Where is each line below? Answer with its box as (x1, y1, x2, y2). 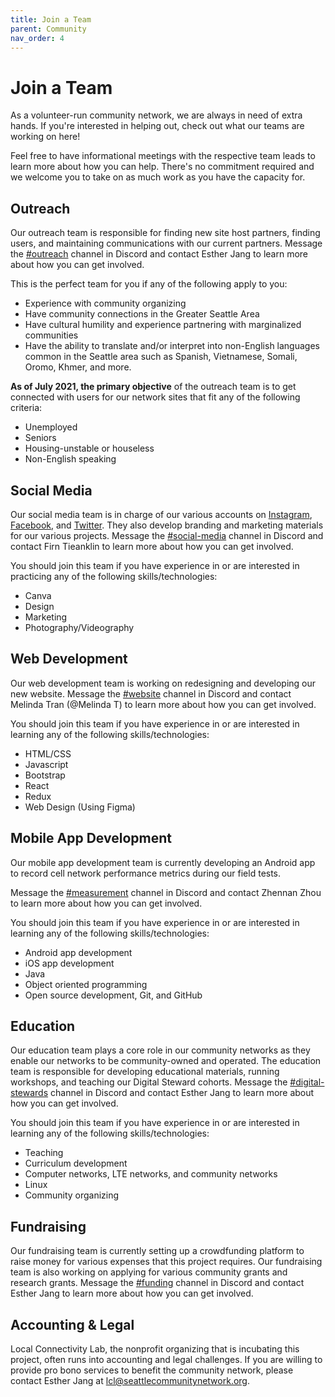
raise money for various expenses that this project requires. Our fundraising (10, 1256, 323, 1268)
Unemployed (24, 421, 78, 433)
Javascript (24, 758, 69, 770)
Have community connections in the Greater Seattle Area (24, 308, 260, 320)
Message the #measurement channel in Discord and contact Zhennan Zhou (10, 886, 322, 898)
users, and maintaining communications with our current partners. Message (10, 237, 323, 250)
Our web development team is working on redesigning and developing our (10, 677, 317, 689)
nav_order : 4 (10, 33, 65, 43)
